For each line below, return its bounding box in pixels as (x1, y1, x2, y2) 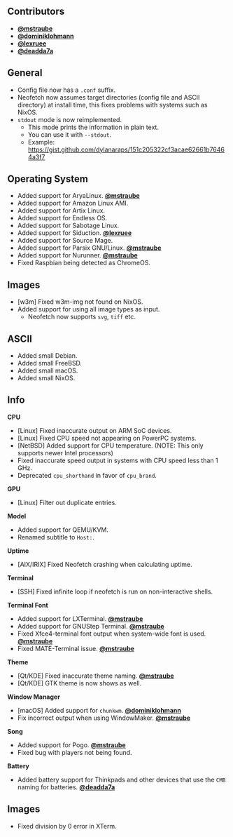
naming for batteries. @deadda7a (17, 782, 115, 791)
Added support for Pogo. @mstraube (17, 740, 126, 749)
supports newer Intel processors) (17, 448, 114, 457)
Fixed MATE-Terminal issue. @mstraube (17, 644, 135, 652)
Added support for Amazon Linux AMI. (17, 199, 129, 208)
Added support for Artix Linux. (17, 206, 106, 215)
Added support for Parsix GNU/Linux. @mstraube (17, 243, 162, 252)
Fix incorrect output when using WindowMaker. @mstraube (17, 714, 191, 722)
